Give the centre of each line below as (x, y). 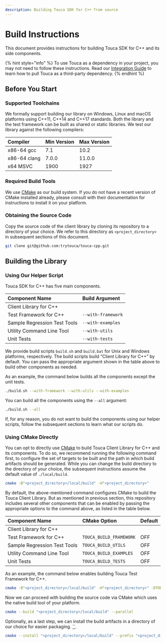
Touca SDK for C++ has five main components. (53, 286)
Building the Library (36, 262)
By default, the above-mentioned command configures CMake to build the (81, 493)
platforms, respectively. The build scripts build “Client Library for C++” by (80, 356)
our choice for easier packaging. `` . (41, 627)
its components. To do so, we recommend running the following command (81, 453)
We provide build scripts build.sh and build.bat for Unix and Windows (77, 351)
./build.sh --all (23, 409)
